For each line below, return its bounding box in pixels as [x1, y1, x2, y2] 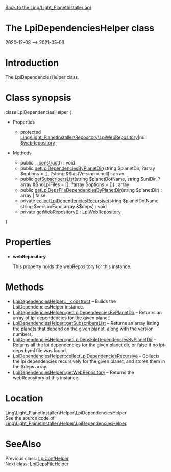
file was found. [36, 347, 67, 353]
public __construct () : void [20, 159, 75, 166]
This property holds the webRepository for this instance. [12, 263, 132, 270]
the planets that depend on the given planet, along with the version [12, 325, 154, 332]
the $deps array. [12, 363, 47, 370]
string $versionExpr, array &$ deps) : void [20, 203, 107, 209]
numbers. [12, 331, 33, 337]
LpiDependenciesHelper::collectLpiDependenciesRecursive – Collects [12, 353, 160, 359]
